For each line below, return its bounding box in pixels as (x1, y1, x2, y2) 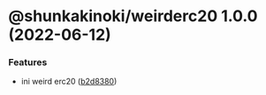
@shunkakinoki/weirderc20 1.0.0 (8, 6, 258, 26)
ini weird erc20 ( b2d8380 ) (20, 77, 118, 87)
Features (8, 56, 48, 69)
